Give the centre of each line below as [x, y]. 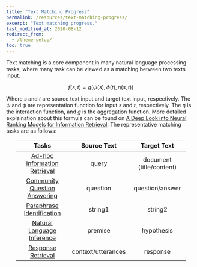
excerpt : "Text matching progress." [52, 23]
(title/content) [157, 167]
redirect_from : [25, 34]
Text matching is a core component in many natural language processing [96, 62]
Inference [42, 237]
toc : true [19, 46]
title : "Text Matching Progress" [48, 12]
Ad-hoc [42, 155]
